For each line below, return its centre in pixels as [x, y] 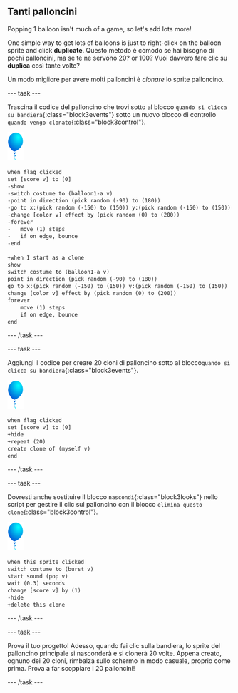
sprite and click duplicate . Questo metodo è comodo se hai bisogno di [111, 50]
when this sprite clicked [46, 562]
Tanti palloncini [42, 12]
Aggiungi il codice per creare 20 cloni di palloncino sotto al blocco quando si [119, 362]
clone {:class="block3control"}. [53, 512]
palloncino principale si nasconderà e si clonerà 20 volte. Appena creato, [115, 653]
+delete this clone [36, 605]
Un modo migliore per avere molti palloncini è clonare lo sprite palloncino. [116, 79]
